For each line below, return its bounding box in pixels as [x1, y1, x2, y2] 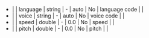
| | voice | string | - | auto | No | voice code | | [11, 12, 125, 19]
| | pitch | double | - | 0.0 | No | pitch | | [11, 25, 109, 32]
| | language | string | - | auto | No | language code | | [11, 6, 144, 13]
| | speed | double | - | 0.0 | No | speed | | [11, 19, 115, 25]
